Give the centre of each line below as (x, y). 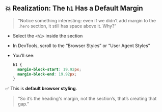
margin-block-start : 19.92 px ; (49, 69)
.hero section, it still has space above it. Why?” (67, 26)
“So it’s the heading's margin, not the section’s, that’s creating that (87, 99)
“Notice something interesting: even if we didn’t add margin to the (87, 20)
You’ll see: (23, 55)
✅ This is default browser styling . (41, 89)
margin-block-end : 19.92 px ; (47, 74)
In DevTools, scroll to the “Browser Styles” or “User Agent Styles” (81, 46)
